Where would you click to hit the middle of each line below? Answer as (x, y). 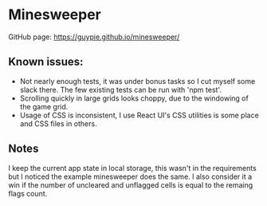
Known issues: (46, 62)
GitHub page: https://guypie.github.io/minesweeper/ (94, 37)
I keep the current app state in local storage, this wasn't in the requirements (132, 168)
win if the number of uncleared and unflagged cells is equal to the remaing (131, 184)
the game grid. (44, 106)
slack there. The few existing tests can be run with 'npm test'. (120, 89)
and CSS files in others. (58, 123)
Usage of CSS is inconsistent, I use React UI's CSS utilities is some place (139, 115)
